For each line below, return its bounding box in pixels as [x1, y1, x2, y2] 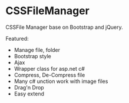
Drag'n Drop [14, 84, 45, 91]
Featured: [5, 35, 29, 42]
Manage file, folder [14, 46, 60, 54]
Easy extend [14, 90, 45, 97]
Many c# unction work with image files [14, 78, 108, 85]
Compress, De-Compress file [14, 71, 85, 78]
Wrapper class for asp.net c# [14, 65, 85, 72]
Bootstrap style [14, 52, 51, 59]
